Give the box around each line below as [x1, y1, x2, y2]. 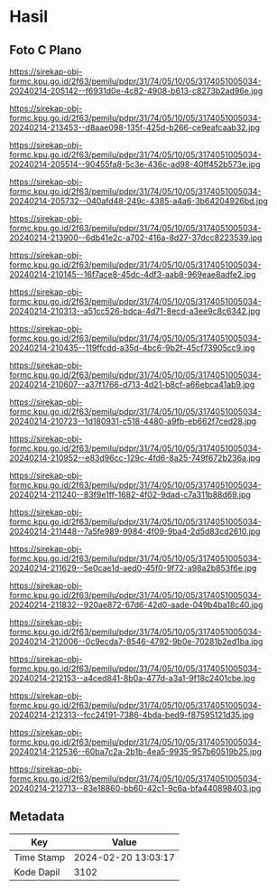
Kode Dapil [14, 866, 60, 878]
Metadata [9, 809, 65, 824]
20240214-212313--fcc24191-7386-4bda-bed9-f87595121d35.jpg [9, 709, 254, 720]
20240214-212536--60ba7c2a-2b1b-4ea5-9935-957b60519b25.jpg [9, 746, 263, 756]
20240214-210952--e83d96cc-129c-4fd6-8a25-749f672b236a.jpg [9, 453, 261, 463]
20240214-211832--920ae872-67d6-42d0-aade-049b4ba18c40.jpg [9, 599, 263, 610]
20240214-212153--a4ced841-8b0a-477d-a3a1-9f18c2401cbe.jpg [9, 673, 255, 683]
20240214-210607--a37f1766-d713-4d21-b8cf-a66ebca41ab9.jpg [9, 379, 255, 389]
